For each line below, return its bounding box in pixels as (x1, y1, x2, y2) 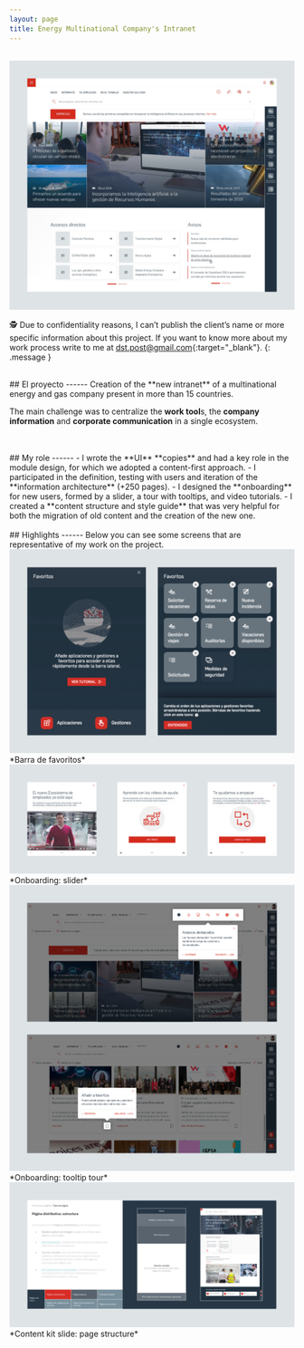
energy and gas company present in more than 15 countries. (9, 388, 233, 399)
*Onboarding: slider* (9, 875, 88, 886)
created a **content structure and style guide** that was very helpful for (9, 500, 280, 511)
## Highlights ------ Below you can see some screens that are (9, 529, 242, 540)
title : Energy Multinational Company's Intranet (9, 24, 196, 34)
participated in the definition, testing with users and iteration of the (9, 471, 258, 482)
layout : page (9, 14, 59, 24)
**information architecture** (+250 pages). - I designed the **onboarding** (9, 481, 292, 492)
